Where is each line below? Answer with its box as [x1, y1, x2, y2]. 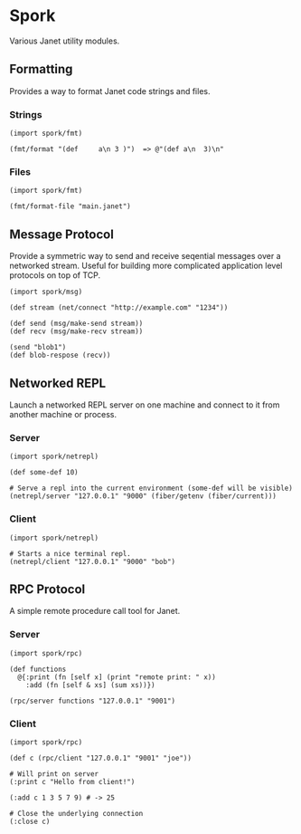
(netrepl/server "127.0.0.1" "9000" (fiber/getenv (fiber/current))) [9, 492, 277, 501]
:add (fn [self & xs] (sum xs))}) [25, 680, 155, 689]
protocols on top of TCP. [9, 270, 101, 281]
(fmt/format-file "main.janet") [9, 202, 131, 211]
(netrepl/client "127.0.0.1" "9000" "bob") [9, 557, 176, 566]
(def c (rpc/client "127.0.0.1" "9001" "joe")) [9, 753, 193, 762]
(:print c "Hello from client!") [9, 777, 136, 786]
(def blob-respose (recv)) [9, 350, 111, 360]
